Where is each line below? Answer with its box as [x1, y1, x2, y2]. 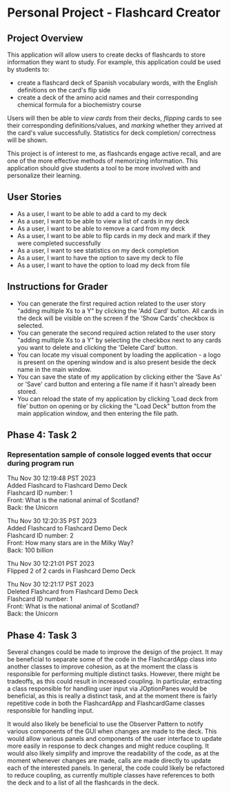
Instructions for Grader [7, 281, 108, 293]
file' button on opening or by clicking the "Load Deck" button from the [17, 402, 216, 410]
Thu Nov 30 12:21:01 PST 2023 [7, 560, 94, 568]
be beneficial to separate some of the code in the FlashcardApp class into [7, 655, 217, 664]
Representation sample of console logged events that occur [7, 450, 212, 459]
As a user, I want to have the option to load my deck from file [17, 261, 190, 269]
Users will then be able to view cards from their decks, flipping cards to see [7, 114, 222, 122]
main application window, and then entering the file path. [17, 409, 179, 417]
